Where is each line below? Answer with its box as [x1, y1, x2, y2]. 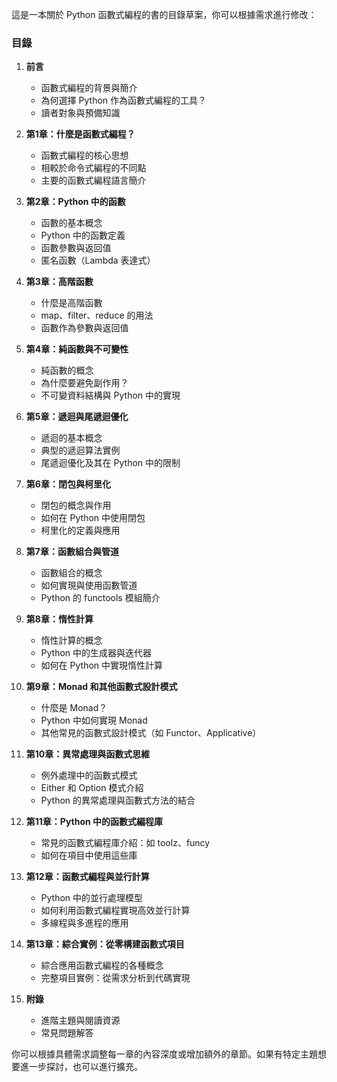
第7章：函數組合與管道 [25, 546, 119, 558]
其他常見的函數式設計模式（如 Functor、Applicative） [40, 727, 262, 739]
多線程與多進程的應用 [40, 917, 129, 929]
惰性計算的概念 [40, 634, 103, 647]
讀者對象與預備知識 [40, 107, 121, 119]
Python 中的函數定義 [40, 229, 126, 242]
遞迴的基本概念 [40, 432, 103, 444]
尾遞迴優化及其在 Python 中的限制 [40, 457, 181, 469]
